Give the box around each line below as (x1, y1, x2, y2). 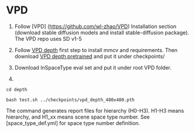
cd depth (6, 86, 28, 92)
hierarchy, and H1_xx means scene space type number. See (6, 113, 150, 120)
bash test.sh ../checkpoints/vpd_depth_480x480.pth (6, 97, 135, 103)
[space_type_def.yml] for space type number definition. (6, 119, 141, 126)
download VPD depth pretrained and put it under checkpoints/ (14, 53, 165, 60)
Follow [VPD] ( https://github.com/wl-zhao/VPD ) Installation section (14, 23, 177, 30)
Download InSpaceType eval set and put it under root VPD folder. (14, 64, 172, 71)
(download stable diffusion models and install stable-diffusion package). (14, 29, 189, 36)
